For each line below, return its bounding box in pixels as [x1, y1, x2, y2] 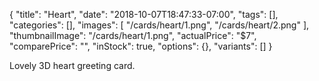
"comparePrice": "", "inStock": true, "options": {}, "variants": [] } [9, 40, 273, 52]
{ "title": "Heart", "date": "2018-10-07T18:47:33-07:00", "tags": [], [9, 9, 279, 20]
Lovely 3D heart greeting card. [9, 60, 136, 71]
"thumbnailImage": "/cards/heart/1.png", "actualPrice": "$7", [9, 30, 257, 41]
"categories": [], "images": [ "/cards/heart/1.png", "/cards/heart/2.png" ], [9, 19, 310, 31]
